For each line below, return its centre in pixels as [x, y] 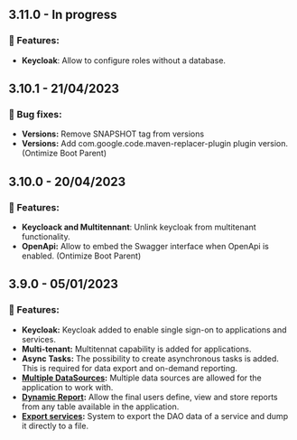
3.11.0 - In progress [63, 15]
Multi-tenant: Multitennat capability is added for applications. [136, 349]
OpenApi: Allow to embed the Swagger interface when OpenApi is [145, 247]
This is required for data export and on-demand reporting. [130, 368]
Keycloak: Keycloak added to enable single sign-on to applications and [154, 330]
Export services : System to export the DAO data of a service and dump [155, 416]
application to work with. [67, 387]
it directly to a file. [55, 426]
